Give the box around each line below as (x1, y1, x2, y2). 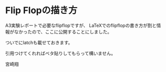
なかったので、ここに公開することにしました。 (14, 28, 112, 34)
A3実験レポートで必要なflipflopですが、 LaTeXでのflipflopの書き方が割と (5, 22, 157, 28)
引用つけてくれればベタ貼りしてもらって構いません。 (5, 50, 116, 56)
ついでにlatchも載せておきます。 (5, 39, 73, 46)
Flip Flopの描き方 (5, 5, 78, 16)
